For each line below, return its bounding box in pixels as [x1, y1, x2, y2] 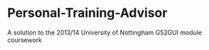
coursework [7, 35, 42, 44]
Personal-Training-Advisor [7, 5, 168, 21]
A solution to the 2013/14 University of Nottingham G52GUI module [7, 28, 203, 37]
